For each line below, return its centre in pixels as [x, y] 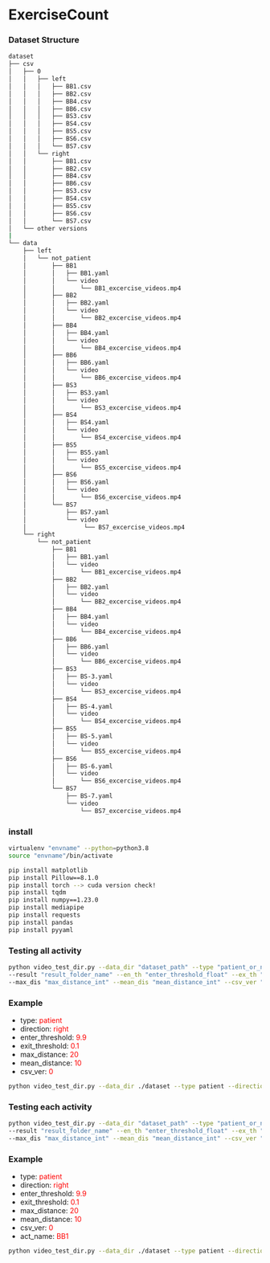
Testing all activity [45, 950]
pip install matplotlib [48, 870]
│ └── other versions [48, 228]
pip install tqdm [37, 893]
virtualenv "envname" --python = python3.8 [79, 848]
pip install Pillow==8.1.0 [53, 877]
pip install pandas [41, 922]
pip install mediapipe [46, 908]
